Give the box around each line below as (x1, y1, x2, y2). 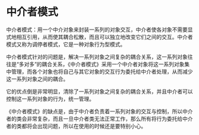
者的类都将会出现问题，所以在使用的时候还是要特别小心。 (6, 122, 146, 130)
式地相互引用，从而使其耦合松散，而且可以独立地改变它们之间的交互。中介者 (6, 33, 193, 40)
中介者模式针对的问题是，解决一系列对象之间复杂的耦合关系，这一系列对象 (6, 53, 188, 60)
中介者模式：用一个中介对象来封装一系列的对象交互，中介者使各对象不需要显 (6, 26, 193, 33)
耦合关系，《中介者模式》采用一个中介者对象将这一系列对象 (41, 60, 185, 68)
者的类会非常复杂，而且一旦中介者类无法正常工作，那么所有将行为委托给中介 (6, 115, 193, 122)
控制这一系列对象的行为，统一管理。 (6, 95, 95, 102)
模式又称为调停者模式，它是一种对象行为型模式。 (6, 41, 126, 48)
